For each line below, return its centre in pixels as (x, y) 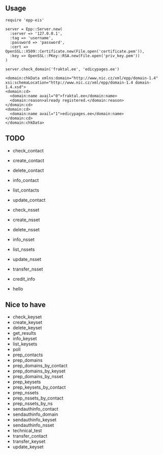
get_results (24, 333)
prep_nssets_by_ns (33, 404)
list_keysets (25, 344)
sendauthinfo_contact (35, 409)
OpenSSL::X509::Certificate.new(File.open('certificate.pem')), (75, 51)
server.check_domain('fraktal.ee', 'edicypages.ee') (62, 69)
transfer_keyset (29, 441)
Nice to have (25, 305)
